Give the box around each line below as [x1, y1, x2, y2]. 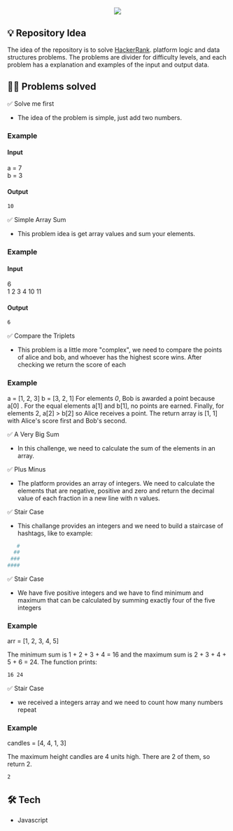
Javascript [17, 816, 48, 825]
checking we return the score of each [17, 361, 126, 369]
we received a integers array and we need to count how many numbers [17, 698, 223, 707]
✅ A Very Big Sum [7, 430, 59, 438]
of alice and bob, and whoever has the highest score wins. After [17, 353, 202, 362]
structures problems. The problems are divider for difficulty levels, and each [7, 53, 227, 61]
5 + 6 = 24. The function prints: [7, 658, 98, 666]
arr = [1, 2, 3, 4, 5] [7, 637, 59, 645]
